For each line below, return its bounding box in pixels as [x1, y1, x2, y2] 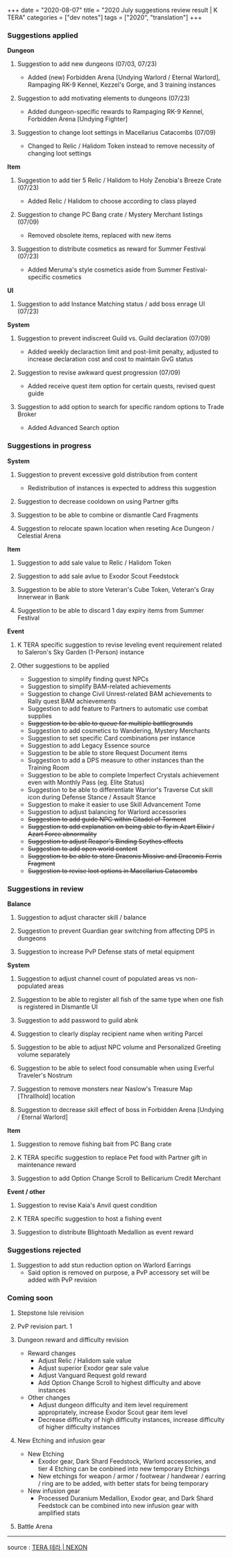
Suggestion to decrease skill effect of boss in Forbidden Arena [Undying [17, 1105, 224, 1113]
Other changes [27, 1393, 71, 1402]
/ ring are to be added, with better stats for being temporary [37, 1480, 209, 1488]
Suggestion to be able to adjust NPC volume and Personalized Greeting [17, 1043, 221, 1051]
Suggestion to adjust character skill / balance [17, 913, 147, 921]
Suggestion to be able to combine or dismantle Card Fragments [17, 511, 199, 519]
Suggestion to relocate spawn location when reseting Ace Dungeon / [17, 524, 215, 532]
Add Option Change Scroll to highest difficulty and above [37, 1379, 201, 1387]
